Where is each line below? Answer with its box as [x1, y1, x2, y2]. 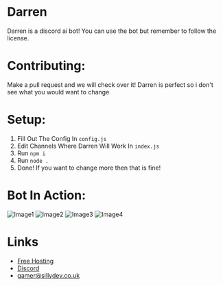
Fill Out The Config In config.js [16, 134, 107, 142]
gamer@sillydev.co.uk [16, 271, 80, 279]
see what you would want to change [7, 88, 110, 96]
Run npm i [16, 148, 46, 157]
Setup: [7, 112, 46, 127]
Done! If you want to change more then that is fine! [16, 164, 161, 172]
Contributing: [7, 58, 86, 74]
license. [7, 34, 30, 42]
